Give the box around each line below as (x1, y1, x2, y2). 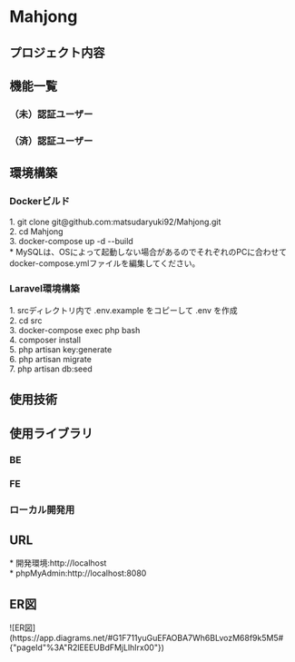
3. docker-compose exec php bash (9, 324, 141, 335)
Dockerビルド (9, 195, 71, 208)
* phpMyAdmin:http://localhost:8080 (9, 568, 147, 578)
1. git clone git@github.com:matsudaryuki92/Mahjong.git (9, 216, 221, 227)
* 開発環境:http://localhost (9, 558, 107, 568)
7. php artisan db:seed (9, 363, 93, 374)
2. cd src (9, 315, 43, 326)
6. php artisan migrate (9, 353, 93, 364)
